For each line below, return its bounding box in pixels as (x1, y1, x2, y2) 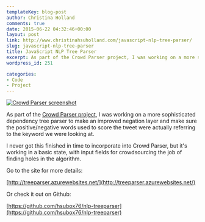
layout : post (6, 32, 40, 38)
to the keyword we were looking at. (6, 131, 95, 138)
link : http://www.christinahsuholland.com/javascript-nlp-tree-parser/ (6, 37, 192, 43)
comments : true (6, 20, 45, 26)
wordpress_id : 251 (6, 60, 53, 66)
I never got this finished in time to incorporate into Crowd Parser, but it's (6, 142, 187, 149)
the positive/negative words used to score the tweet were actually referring (6, 124, 196, 131)
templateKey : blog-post (6, 9, 67, 15)
